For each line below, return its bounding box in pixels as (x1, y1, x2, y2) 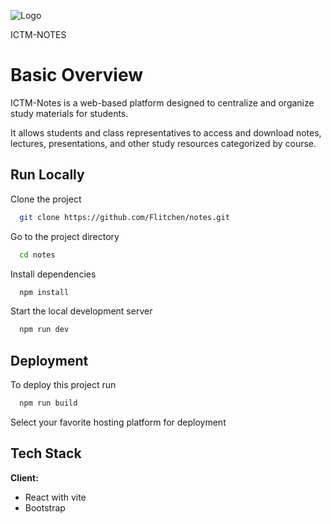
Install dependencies (10, 268, 97, 280)
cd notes (19, 250, 56, 260)
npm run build (19, 398, 78, 409)
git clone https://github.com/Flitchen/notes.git (19, 212, 230, 222)
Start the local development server (10, 305, 153, 317)
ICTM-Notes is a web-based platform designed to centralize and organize (10, 96, 315, 109)
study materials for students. (10, 107, 129, 119)
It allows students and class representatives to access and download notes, (10, 126, 322, 139)
